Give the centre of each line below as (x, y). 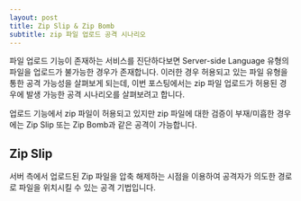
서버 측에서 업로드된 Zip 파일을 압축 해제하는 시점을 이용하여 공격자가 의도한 (143, 177)
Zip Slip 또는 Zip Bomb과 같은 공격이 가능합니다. (111, 125)
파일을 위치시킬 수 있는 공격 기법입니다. (87, 188)
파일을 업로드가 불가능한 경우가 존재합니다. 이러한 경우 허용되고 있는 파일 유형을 (149, 72)
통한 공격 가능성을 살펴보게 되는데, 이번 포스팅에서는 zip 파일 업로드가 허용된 (143, 83)
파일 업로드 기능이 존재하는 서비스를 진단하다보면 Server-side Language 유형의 (150, 61)
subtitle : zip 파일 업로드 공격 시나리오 (78, 34)
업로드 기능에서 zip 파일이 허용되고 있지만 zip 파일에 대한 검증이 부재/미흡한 (142, 114)
